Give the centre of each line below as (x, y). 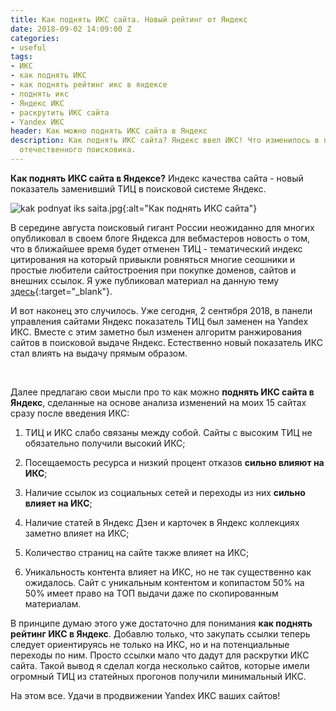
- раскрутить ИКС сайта (60, 112)
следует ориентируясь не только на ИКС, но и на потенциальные (150, 644)
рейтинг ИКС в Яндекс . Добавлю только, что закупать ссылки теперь (160, 633)
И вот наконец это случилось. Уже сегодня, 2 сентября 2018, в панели (161, 310)
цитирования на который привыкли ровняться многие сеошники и (153, 259)
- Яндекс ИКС (37, 103)
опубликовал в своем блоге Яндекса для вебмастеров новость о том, (160, 238)
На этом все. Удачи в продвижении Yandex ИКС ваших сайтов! (145, 695)
